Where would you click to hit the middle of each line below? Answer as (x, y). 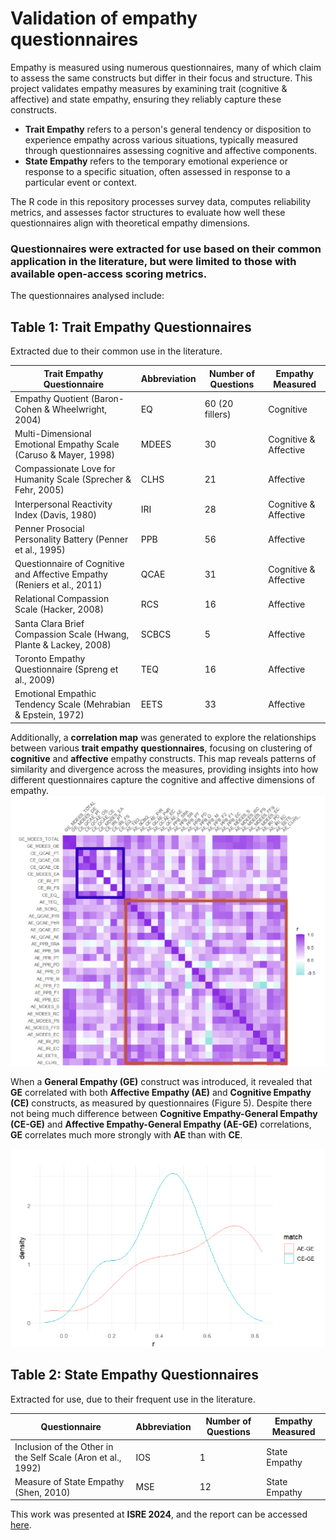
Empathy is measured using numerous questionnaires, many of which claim (166, 67)
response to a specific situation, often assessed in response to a (157, 171)
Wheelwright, (79, 409)
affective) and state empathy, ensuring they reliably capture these (146, 99)
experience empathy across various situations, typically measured (161, 139)
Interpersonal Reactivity (63, 504)
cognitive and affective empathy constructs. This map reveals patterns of (163, 758)
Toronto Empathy (50, 658)
